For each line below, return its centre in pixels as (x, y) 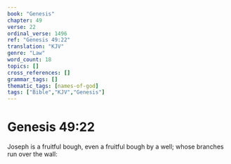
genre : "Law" (26, 53)
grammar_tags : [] (33, 79)
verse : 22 (22, 27)
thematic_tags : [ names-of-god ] (53, 86)
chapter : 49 (25, 20)
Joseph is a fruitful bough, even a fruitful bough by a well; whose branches (115, 147)
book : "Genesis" (31, 14)
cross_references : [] (39, 72)
